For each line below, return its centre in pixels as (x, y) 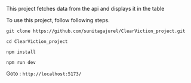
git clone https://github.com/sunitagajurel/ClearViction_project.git (96, 31)
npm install (21, 52)
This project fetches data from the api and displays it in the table (85, 9)
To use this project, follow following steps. (58, 20)
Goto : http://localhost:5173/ (44, 73)
